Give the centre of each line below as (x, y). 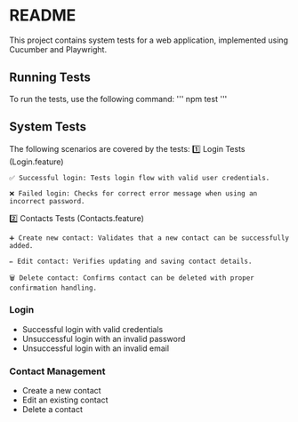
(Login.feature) (36, 162)
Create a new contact (61, 391)
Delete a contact (52, 410)
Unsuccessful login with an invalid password (104, 338)
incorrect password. (48, 201)
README (43, 16)
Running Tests (50, 78)
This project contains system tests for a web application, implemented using (149, 40)
